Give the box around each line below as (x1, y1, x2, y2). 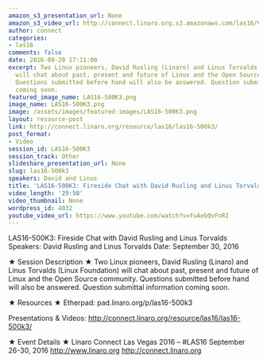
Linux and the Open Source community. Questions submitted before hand (8, 274, 250, 283)
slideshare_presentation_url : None (8, 160, 126, 168)
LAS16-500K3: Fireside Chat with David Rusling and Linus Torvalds (8, 233, 228, 243)
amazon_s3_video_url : (8, 19, 80, 27)
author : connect (8, 26, 62, 34)
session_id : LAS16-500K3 (8, 145, 91, 153)
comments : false (8, 49, 62, 57)
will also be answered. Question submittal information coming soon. (8, 283, 230, 292)
